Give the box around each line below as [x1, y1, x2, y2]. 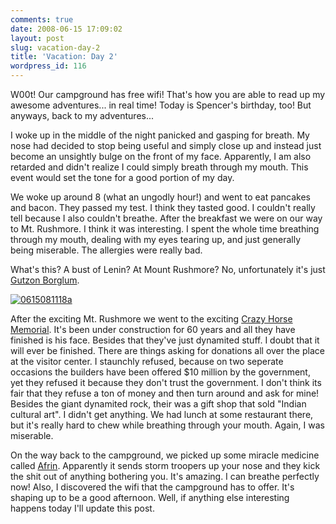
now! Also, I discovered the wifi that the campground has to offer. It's [10, 481, 295, 493]
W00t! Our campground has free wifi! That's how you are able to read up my [10, 89, 326, 100]
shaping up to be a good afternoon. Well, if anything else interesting [10, 492, 290, 503]
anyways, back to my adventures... [10, 110, 155, 121]
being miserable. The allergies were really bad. [10, 244, 203, 256]
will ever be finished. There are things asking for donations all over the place [10, 345, 325, 356]
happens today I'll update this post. [10, 502, 155, 514]
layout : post [10, 33, 65, 43]
